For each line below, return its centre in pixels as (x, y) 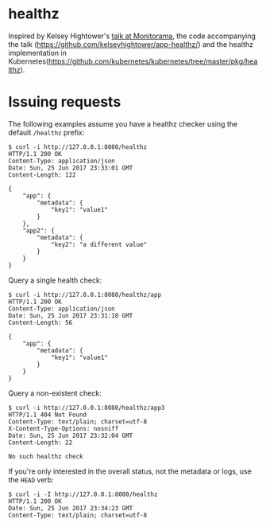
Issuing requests (65, 102)
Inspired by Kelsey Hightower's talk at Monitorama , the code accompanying (132, 36)
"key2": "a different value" (99, 244)
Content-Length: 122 (42, 175)
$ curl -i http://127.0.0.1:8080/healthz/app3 (87, 408)
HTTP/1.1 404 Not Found (48, 415)
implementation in (38, 53)
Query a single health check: (55, 280)
